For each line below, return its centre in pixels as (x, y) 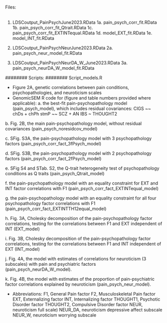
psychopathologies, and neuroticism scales (57, 93)
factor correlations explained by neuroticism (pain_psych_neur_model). (78, 284)
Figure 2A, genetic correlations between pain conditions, (71, 88)
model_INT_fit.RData (33, 38)
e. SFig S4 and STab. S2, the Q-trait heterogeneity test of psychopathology (82, 168)
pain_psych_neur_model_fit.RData (47, 53)
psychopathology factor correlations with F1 (50, 204)
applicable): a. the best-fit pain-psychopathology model (70, 104)
